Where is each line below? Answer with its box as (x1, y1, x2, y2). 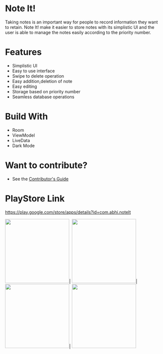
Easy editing (12, 83, 38, 89)
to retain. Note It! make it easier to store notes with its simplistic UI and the (5, 24, 155, 30)
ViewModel (12, 132, 35, 138)
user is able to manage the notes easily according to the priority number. (5, 29, 151, 35)
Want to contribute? (5, 160, 88, 171)
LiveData (12, 137, 30, 143)
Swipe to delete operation (12, 73, 64, 79)
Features (5, 47, 42, 58)
